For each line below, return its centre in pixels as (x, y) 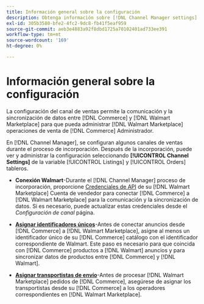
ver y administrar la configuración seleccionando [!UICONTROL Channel (97, 155)
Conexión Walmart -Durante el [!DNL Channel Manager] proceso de (100, 180)
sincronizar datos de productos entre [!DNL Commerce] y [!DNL (95, 256)
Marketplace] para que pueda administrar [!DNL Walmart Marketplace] (95, 124)
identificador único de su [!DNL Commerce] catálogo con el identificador (106, 237)
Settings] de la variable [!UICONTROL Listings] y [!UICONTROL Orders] (96, 161)
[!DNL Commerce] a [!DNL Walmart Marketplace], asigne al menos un (102, 231)
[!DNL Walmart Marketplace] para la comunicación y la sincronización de (107, 199)
